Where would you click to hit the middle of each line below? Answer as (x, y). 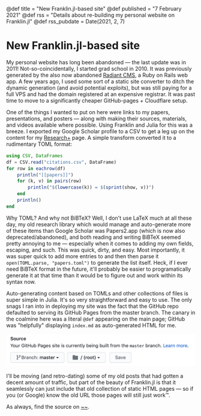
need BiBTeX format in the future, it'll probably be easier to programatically (99, 269)
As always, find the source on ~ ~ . (48, 407)
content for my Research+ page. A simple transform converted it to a (91, 137)
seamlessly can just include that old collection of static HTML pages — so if (100, 389)
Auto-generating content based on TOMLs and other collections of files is (97, 293)
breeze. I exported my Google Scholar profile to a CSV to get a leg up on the (100, 131)
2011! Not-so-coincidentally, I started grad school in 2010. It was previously (99, 68)
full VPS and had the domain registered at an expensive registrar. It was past (101, 94)
